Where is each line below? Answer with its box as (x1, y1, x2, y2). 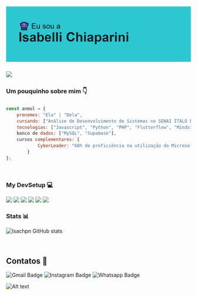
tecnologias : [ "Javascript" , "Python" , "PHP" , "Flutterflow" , (16, 124, 172, 130)
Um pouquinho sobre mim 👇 (6, 87, 88, 96)
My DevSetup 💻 (6, 181, 53, 189)
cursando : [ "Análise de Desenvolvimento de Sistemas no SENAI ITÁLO (16, 118, 188, 124)
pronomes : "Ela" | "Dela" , (16, 112, 83, 118)
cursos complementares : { (16, 137, 80, 143)
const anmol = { (6, 106, 46, 111)
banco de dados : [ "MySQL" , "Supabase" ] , (16, 130, 117, 137)
